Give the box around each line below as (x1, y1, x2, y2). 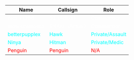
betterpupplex (7, 31, 41, 38)
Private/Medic (91, 39, 124, 46)
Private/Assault (91, 31, 127, 38)
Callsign (58, 6, 78, 13)
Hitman (49, 39, 66, 46)
